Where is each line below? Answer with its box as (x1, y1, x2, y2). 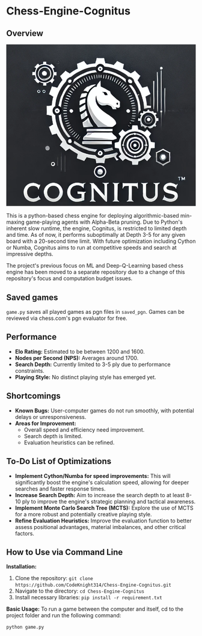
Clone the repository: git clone (14, 575, 93, 582)
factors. (14, 530, 35, 537)
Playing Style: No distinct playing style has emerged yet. (14, 373, 156, 381)
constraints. (14, 367, 45, 374)
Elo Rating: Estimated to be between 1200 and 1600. (14, 347, 145, 355)
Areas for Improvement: (14, 420, 76, 427)
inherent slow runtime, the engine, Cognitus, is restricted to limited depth (6, 225, 187, 232)
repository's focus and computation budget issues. (6, 275, 133, 282)
